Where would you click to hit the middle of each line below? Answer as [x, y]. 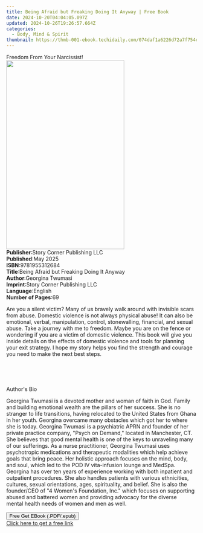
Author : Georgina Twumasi [39, 278]
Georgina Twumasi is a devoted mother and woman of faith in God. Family [98, 401]
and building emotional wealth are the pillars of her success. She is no [94, 407]
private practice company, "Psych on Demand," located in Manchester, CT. [99, 433]
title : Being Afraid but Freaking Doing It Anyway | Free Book [88, 12]
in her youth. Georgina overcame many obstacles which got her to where [97, 420]
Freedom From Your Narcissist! [45, 57]
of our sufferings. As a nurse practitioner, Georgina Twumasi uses [88, 446]
